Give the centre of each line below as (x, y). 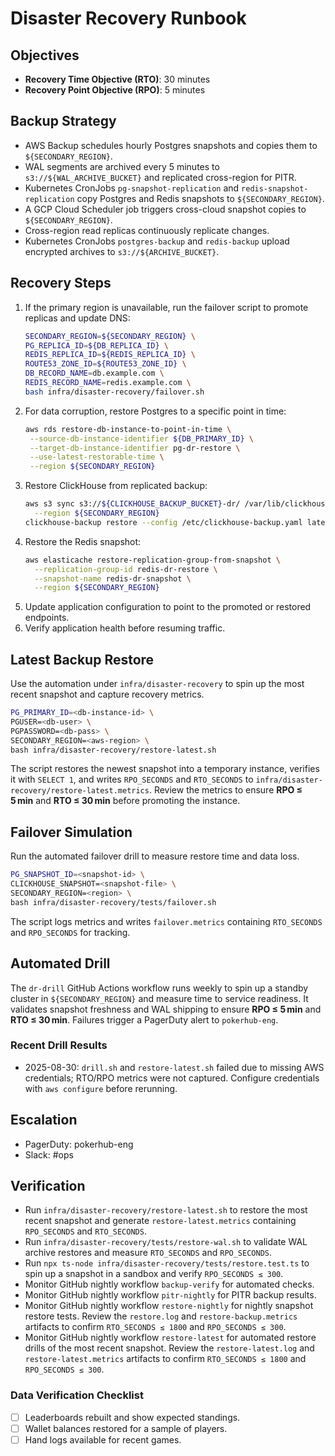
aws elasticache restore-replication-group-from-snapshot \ (152, 560)
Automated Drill (60, 963)
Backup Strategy (63, 121)
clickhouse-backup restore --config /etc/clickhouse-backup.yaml (163, 522)
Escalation (44, 1120)
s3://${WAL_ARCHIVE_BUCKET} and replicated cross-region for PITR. (160, 177)
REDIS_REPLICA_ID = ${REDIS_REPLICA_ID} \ (110, 355)
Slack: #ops (49, 1154)
